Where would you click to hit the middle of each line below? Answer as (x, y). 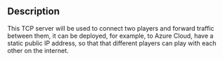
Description (33, 12)
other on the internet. (38, 50)
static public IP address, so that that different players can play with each (112, 43)
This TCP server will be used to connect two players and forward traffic (111, 28)
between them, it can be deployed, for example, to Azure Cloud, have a (110, 36)
